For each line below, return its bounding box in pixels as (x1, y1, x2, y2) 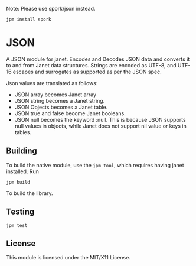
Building (6, 146, 37, 156)
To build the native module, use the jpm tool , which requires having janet (6, 161, 184, 168)
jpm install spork (6, 17, 51, 22)
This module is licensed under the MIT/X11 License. (6, 254, 131, 261)
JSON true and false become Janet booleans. (14, 109, 126, 117)
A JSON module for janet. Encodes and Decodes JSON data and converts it (6, 56, 190, 63)
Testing (6, 207, 35, 217)
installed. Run (6, 168, 40, 175)
